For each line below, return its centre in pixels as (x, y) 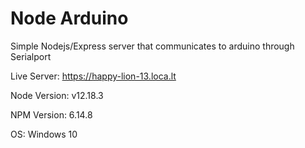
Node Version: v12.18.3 (57, 95)
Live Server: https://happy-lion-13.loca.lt (93, 76)
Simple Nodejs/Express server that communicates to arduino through (152, 46)
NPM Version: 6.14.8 (51, 114)
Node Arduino (69, 18)
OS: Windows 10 (44, 134)
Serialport (31, 56)
